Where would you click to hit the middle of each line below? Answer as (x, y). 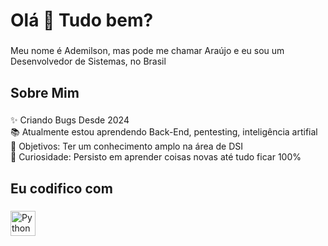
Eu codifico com (61, 188)
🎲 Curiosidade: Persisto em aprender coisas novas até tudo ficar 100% (156, 157)
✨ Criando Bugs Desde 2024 (70, 120)
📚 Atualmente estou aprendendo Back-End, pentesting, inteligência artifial (164, 132)
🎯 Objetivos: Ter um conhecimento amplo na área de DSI (127, 146)
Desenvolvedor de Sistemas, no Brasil (88, 61)
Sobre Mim (45, 92)
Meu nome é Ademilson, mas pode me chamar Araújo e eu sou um (147, 51)
